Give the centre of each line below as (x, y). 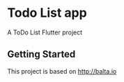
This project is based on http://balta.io (62, 71)
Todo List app (47, 13)
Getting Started (41, 54)
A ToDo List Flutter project (45, 32)
